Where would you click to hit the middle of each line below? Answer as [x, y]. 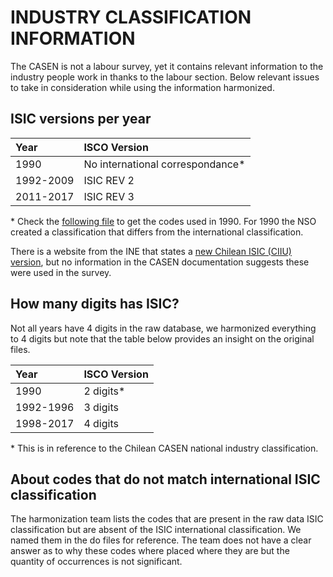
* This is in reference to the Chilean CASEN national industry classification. [164, 448]
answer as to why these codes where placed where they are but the [150, 551]
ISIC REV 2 [109, 180]
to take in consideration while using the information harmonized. [142, 87]
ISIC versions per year [81, 119]
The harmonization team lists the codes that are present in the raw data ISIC [167, 519]
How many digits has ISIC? [95, 304]
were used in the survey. [61, 272]
